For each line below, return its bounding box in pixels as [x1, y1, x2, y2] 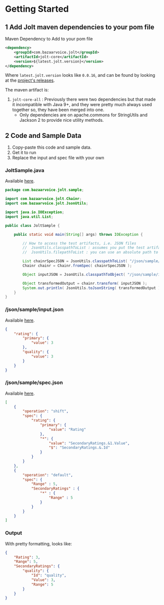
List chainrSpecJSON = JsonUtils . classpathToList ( [22, 259, 128, 264]
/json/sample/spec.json [5, 379, 63, 386]
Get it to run [12, 150, 37, 156]
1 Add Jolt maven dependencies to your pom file [5, 23, 155, 31]
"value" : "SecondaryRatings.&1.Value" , [48, 441, 130, 446]
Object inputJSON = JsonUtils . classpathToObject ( [22, 272, 125, 277]
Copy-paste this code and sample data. [12, 144, 92, 150]
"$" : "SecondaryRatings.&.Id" [48, 445, 110, 450]
